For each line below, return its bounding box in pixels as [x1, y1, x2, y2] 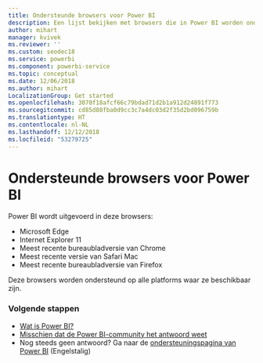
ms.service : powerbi [8, 56, 76, 64]
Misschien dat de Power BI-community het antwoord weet [19, 329, 207, 339]
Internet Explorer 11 [19, 235, 82, 245]
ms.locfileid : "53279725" [8, 135, 92, 143]
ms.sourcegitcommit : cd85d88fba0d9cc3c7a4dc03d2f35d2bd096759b [8, 107, 219, 114]
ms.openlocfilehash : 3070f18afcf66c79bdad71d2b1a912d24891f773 [8, 99, 219, 107]
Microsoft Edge [19, 227, 70, 236]
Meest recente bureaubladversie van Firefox [19, 260, 163, 270]
